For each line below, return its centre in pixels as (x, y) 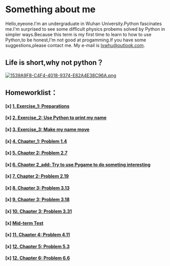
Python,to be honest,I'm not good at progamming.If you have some (76, 40)
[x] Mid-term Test (24, 223)
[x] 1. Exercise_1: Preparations (38, 106)
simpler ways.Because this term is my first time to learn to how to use (78, 34)
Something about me (51, 9)
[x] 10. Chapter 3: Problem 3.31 (39, 211)
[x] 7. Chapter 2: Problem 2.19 (37, 176)
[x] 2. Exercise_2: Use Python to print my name (56, 118)
